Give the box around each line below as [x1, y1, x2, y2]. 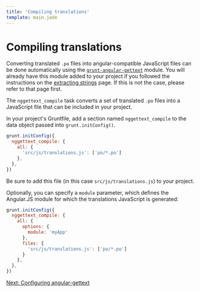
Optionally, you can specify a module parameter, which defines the [6, 189, 169, 196]
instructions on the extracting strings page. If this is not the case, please [6, 79, 184, 86]
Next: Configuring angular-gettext [6, 279, 90, 287]
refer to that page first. [6, 85, 62, 93]
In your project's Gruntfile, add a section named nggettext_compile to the [6, 115, 187, 122]
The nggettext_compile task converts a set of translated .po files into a [6, 97, 181, 104]
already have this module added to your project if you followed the [6, 73, 170, 80]
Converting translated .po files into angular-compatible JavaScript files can [6, 60, 192, 67]
